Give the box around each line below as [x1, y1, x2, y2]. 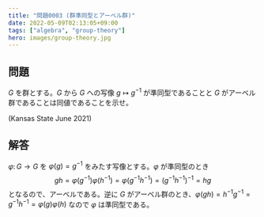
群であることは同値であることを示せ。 [8, 97, 133, 107]
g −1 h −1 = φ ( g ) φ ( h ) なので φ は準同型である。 [8, 198, 154, 209]
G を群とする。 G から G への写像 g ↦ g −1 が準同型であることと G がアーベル [8, 86, 256, 97]
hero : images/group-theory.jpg [8, 33, 111, 42]
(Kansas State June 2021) [8, 113, 92, 123]
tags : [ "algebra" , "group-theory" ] [8, 26, 126, 34]
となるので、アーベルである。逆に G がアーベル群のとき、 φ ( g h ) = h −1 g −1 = [8, 188, 251, 199]
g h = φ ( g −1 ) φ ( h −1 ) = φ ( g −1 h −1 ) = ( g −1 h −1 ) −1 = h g [54, 174, 212, 185]
